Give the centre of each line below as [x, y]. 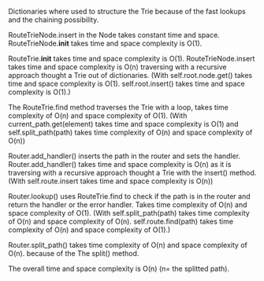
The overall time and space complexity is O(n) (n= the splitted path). [119, 268]
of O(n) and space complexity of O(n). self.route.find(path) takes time [121, 221]
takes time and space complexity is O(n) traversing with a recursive [117, 67]
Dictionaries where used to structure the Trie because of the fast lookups [127, 11]
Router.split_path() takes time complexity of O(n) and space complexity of [128, 245]
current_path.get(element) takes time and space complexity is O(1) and [123, 124]
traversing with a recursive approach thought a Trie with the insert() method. [132, 173]
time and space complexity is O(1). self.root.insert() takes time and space [127, 83]
